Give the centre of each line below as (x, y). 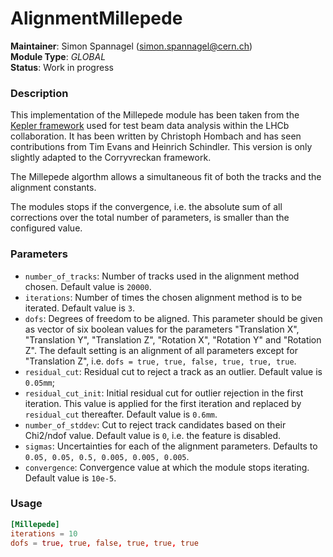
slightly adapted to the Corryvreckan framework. (111, 158)
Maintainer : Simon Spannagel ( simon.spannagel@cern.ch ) (131, 46)
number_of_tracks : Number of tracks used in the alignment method (162, 276)
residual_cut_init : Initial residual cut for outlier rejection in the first (164, 393)
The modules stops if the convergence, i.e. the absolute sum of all (146, 207)
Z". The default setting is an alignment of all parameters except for (161, 350)
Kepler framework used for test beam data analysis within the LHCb (150, 126)
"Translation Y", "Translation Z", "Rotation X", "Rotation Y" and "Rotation (173, 339)
